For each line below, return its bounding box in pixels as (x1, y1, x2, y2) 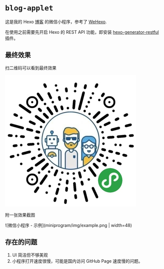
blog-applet (5, 3, 54, 13)
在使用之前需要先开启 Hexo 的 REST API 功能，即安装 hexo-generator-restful (5, 29, 159, 35)
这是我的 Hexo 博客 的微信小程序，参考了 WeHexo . (5, 19, 107, 24)
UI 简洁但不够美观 (12, 252, 48, 258)
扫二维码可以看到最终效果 (5, 65, 57, 70)
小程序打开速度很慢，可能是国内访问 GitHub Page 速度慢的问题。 (12, 258, 143, 264)
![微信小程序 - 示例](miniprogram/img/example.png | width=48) (5, 222, 132, 228)
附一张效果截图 (5, 212, 35, 218)
